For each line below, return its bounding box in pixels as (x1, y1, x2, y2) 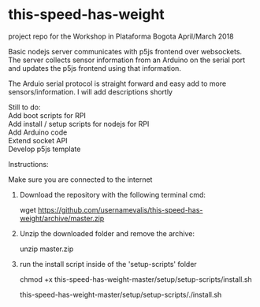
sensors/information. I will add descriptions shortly (8, 87, 173, 96)
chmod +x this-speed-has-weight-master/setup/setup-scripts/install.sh (19, 274, 252, 284)
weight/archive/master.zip (19, 213, 105, 223)
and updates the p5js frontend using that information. (8, 63, 181, 72)
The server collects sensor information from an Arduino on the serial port (8, 55, 246, 65)
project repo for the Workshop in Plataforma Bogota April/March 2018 (8, 31, 234, 41)
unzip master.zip (19, 244, 74, 253)
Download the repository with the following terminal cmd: (19, 190, 206, 199)
